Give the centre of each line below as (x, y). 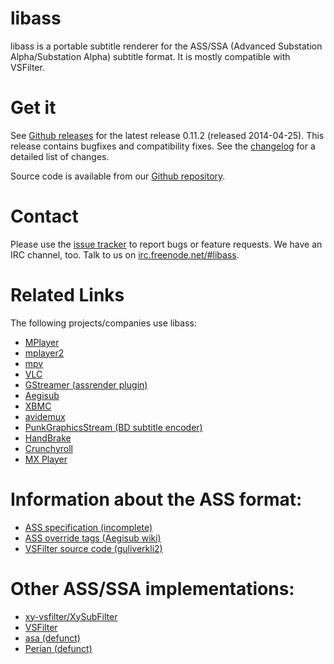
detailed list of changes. (60, 156)
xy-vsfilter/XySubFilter (71, 616)
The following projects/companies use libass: (103, 323)
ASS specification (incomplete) (88, 527)
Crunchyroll (48, 448)
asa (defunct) (52, 638)
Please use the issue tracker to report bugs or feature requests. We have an (166, 244)
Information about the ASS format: (156, 499)
